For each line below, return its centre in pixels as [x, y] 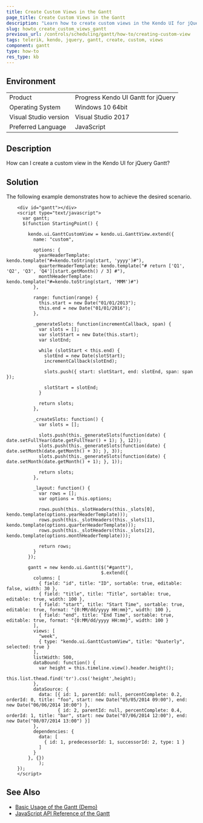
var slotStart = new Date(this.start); [89, 335]
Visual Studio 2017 [102, 117]
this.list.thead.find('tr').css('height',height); [71, 679]
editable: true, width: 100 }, [46, 599]
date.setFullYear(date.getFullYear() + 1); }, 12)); [74, 441]
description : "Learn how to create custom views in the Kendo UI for [96, 23]
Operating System [35, 108]
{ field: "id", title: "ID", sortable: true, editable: [110, 584]
